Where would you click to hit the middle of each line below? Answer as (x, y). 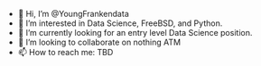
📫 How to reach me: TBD (65, 52)
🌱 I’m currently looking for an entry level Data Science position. (135, 33)
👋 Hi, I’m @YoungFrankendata (73, 14)
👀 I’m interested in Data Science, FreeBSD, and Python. (120, 23)
